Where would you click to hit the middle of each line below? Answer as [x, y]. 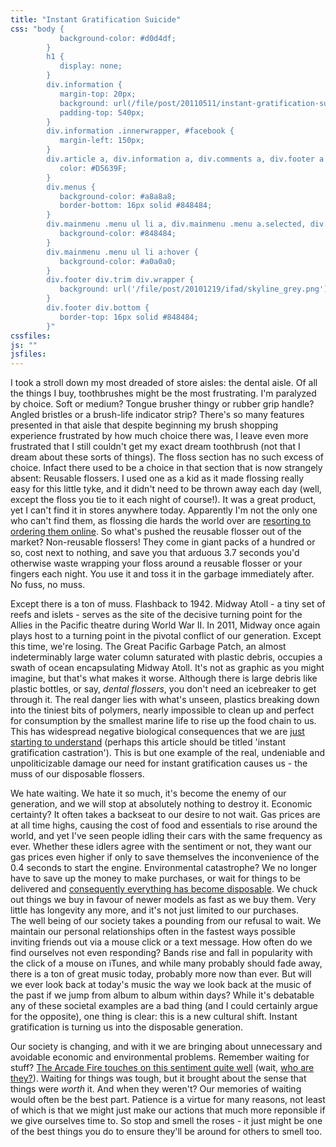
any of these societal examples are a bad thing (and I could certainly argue [164, 1006]
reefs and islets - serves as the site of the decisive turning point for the [156, 615]
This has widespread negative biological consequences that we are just [157, 732]
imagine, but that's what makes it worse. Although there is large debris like [164, 678]
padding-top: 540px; [102, 112]
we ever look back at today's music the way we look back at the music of [161, 985]
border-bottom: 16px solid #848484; [136, 206]
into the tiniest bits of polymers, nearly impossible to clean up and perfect [162, 710]
